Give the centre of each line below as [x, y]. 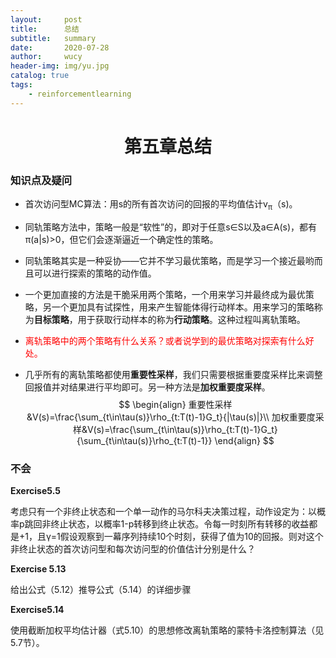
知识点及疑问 [41, 180]
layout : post [46, 19]
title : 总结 [45, 29]
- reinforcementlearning [80, 94]
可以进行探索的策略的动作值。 [95, 273]
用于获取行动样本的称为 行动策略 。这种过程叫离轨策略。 [191, 319]
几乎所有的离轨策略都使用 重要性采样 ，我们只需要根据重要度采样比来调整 [173, 374]
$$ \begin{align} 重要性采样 [175, 404]
